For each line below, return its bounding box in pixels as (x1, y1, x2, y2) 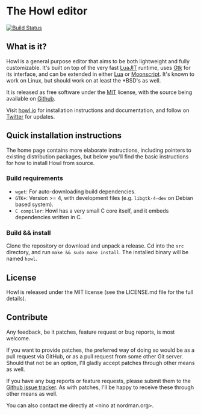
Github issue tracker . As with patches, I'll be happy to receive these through (6, 384, 194, 391)
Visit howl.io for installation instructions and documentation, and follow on (6, 107, 190, 114)
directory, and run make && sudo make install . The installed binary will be (6, 249, 189, 256)
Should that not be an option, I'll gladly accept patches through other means (6, 359, 195, 366)
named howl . (6, 255, 37, 263)
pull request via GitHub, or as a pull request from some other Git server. (6, 352, 184, 360)
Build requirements (6, 174, 63, 183)
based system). (14, 201, 54, 208)
